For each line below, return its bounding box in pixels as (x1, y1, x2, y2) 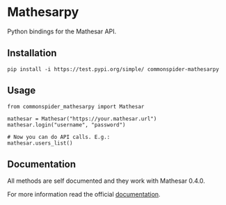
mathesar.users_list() (7, 140, 73, 147)
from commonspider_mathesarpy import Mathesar (7, 103, 145, 110)
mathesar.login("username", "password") (7, 121, 127, 129)
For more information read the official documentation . (7, 190, 161, 199)
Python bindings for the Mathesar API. (7, 27, 117, 35)
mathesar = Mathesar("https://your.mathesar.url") (7, 115, 157, 122)
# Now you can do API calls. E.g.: (7, 133, 111, 140)
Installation (7, 47, 57, 59)
